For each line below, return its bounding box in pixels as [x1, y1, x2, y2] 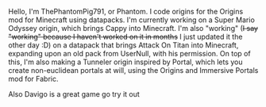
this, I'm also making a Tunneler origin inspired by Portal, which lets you [8, 57, 244, 67]
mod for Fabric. [8, 75, 59, 83]
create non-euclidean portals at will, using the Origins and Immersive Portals [8, 66, 259, 75]
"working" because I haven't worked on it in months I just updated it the [8, 32, 243, 41]
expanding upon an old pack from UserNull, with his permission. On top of [8, 49, 252, 58]
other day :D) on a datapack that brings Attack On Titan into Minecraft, [8, 40, 239, 50]
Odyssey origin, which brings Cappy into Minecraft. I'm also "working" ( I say [8, 24, 258, 32]
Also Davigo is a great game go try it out [8, 90, 141, 98]
